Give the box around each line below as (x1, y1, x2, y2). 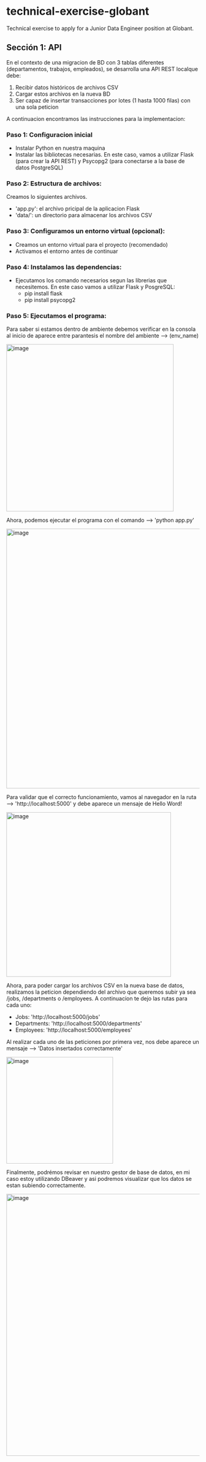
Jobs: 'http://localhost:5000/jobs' (15, 1013, 101, 1021)
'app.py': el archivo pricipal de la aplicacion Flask (15, 205, 140, 212)
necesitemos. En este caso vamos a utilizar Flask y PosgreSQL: (15, 283, 175, 290)
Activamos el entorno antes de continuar (15, 247, 118, 255)
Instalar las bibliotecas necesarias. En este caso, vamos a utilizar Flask (15, 151, 194, 158)
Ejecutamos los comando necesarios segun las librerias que (15, 276, 167, 284)
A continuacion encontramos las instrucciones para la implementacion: (6, 115, 186, 122)
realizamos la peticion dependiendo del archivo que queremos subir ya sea (6, 988, 196, 996)
